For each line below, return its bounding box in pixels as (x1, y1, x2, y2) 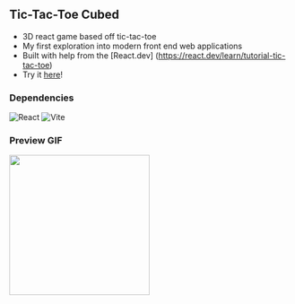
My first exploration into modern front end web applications (22, 40, 243, 51)
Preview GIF (9, 135, 63, 147)
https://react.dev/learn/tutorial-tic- (158, 49, 286, 61)
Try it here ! (22, 69, 63, 80)
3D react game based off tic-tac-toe (22, 30, 157, 41)
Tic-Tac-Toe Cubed (9, 7, 119, 22)
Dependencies (9, 91, 74, 104)
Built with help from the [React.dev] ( (22, 49, 159, 61)
